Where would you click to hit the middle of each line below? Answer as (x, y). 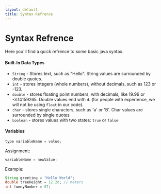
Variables (15, 131)
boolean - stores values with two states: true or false (65, 120)
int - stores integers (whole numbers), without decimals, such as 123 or (84, 84)
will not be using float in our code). (48, 105)
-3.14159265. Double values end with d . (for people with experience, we (83, 99)
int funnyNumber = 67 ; (28, 187)
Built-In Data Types (25, 63)
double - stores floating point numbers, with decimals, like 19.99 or (78, 94)
